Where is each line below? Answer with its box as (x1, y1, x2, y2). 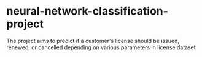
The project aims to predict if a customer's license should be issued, (6, 37, 180, 44)
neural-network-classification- (6, 4, 169, 18)
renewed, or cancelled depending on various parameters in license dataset (6, 44, 196, 51)
